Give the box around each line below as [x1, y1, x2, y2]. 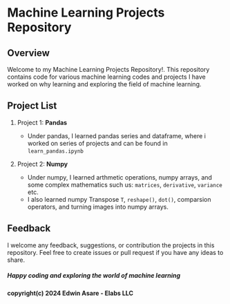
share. [7, 256, 26, 264]
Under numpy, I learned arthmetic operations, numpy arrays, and [27, 173, 213, 181]
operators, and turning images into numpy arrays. [27, 202, 169, 211]
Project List [7, 100, 57, 112]
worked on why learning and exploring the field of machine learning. [7, 80, 202, 88]
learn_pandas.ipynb [27, 147, 84, 155]
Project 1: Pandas [17, 118, 68, 126]
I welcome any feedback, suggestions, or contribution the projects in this [7, 240, 215, 249]
